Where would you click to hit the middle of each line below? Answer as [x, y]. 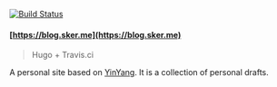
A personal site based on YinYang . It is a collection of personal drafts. [139, 72]
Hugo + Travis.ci [62, 55]
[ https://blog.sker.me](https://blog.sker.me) [95, 34]
